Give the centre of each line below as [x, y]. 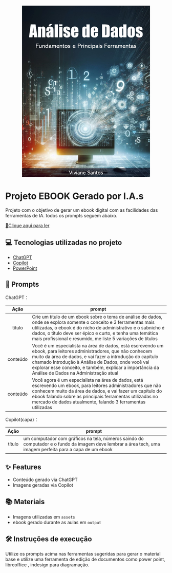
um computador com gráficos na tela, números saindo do [84, 439]
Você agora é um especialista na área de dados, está [88, 380]
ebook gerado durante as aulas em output [57, 522]
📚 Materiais [25, 502]
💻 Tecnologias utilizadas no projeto [64, 242]
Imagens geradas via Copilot [43, 485]
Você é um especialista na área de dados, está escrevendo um [98, 345]
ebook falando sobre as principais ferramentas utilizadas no [95, 397]
